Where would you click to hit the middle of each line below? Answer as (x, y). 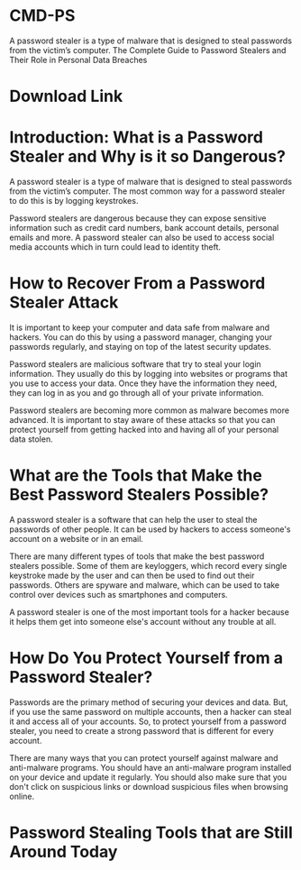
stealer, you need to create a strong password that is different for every (142, 730)
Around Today (64, 852)
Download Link (66, 96)
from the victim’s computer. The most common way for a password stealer (147, 191)
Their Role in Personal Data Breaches (78, 60)
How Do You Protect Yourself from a (146, 658)
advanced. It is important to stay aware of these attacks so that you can (142, 420)
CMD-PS (42, 16)
